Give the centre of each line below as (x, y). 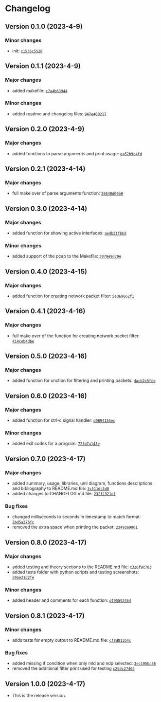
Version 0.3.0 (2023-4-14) (46, 208)
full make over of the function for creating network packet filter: (76, 336)
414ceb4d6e (23, 341)
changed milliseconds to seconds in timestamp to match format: (76, 517)
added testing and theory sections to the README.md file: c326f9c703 (82, 567)
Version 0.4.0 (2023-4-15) (46, 271)
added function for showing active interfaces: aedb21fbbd (69, 233)
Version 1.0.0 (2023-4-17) (45, 684)
